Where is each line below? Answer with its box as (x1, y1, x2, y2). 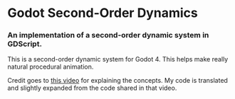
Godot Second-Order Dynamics (7, 5, 198, 21)
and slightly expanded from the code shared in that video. (7, 83, 177, 93)
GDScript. (7, 39, 43, 49)
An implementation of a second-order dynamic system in (7, 30, 209, 40)
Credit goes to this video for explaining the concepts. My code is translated (7, 76, 228, 85)
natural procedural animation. (7, 62, 94, 71)
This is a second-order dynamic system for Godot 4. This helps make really (7, 55, 229, 64)
